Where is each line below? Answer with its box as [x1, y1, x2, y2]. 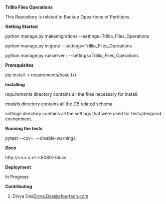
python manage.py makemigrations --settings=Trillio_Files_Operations [5, 33, 150, 39]
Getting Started [5, 23, 38, 29]
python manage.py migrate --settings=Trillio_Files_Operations [5, 43, 132, 49]
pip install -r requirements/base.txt [5, 72, 76, 78]
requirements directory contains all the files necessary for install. [5, 91, 139, 97]
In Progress [5, 174, 29, 180]
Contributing [5, 184, 32, 189]
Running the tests [5, 126, 43, 131]
